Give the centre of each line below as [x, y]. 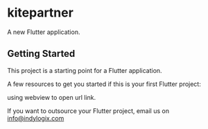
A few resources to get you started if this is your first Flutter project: [104, 84]
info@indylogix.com [36, 118]
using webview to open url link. [52, 97]
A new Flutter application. [44, 32]
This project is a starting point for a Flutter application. [85, 70]
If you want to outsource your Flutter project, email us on [88, 111]
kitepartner [41, 13]
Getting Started [41, 54]
